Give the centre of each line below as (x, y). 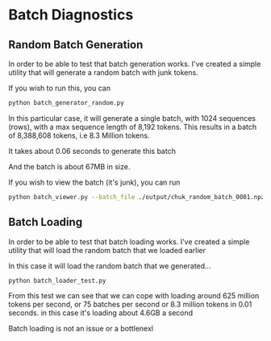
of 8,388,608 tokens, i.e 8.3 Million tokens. (79, 135)
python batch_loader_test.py (57, 281)
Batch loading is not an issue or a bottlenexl (81, 329)
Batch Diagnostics (71, 15)
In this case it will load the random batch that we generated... (110, 266)
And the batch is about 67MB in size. (69, 166)
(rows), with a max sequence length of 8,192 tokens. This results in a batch (132, 127)
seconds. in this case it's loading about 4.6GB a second (101, 313)
